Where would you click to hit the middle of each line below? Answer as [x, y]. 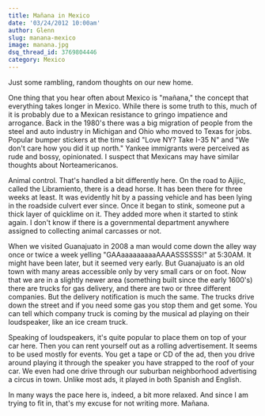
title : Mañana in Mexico [49, 15]
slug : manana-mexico [42, 38]
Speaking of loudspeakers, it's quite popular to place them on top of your [127, 337]
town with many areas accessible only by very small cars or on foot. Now [127, 271]
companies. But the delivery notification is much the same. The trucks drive [131, 296]
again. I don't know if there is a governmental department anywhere [119, 222]
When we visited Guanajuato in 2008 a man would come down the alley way [132, 246]
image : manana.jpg [38, 45]
